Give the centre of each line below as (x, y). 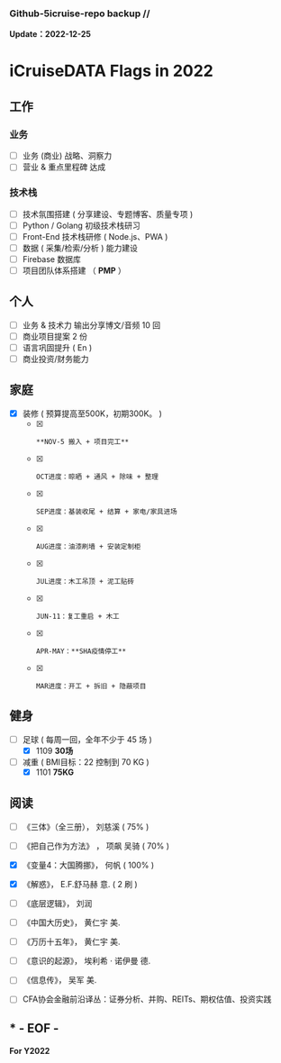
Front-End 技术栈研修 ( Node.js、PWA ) (95, 236)
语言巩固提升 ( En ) (57, 347)
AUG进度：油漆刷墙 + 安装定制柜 (88, 546)
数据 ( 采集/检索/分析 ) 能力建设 (80, 248)
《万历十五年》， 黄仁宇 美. (71, 942)
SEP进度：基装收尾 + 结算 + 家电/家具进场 (106, 512)
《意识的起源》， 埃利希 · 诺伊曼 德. (86, 961)
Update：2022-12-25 (50, 34)
